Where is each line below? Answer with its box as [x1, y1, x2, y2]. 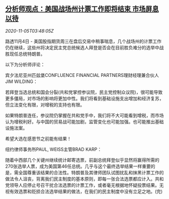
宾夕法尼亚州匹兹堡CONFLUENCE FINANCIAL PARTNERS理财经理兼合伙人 [5, 72, 159, 78]
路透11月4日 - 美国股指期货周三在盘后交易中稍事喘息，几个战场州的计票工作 [5, 38, 162, 44]
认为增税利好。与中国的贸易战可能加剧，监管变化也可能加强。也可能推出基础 [5, 119, 164, 125]
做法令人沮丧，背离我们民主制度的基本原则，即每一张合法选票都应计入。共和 [5, 175, 164, 182]
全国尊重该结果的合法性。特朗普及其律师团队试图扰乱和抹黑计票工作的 [18, 169, 164, 175]
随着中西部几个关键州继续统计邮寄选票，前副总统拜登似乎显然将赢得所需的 [5, 157, 159, 163]
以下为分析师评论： [5, 61, 45, 67]
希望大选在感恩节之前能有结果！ [5, 135, 71, 142]
